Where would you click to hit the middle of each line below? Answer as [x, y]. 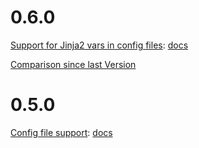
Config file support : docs [61, 132]
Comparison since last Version [73, 64]
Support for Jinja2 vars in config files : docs [99, 45]
